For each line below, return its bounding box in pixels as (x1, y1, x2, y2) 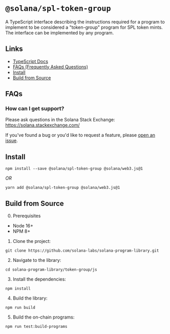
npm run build (5, 305, 36, 310)
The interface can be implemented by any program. (5, 29, 114, 36)
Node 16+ (12, 223, 34, 229)
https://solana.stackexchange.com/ (5, 122, 80, 128)
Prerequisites (12, 213, 41, 219)
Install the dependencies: (12, 276, 67, 283)
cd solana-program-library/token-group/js (5, 267, 97, 272)
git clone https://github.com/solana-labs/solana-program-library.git (5, 248, 159, 253)
